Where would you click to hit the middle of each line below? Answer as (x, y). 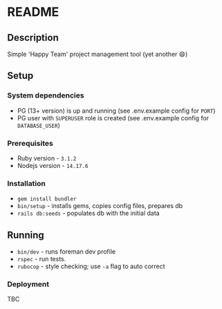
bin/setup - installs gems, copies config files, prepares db (100, 206)
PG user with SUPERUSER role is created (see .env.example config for (113, 118)
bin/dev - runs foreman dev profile (66, 252)
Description (33, 38)
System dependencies (46, 95)
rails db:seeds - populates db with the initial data (89, 213)
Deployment (28, 284)
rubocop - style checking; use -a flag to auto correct (91, 266)
